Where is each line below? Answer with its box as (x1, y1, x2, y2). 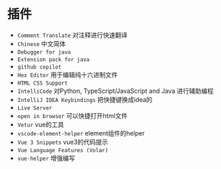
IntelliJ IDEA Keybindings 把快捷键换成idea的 (17, 95, 153, 103)
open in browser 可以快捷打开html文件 (17, 111, 128, 119)
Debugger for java (17, 48, 71, 56)
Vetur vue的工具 (17, 120, 64, 128)
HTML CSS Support (17, 80, 68, 87)
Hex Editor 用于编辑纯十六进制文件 (17, 71, 119, 79)
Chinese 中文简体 (17, 39, 66, 47)
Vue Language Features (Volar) (17, 147, 109, 154)
